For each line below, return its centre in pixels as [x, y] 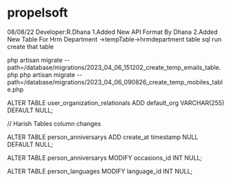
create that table [30, 46]
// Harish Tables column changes [54, 123]
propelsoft [38, 13]
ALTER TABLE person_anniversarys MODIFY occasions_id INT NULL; [104, 158]
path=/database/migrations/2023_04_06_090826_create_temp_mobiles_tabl [115, 82]
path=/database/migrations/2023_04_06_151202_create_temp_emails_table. [114, 67]
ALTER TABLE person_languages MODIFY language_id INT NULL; [100, 171]
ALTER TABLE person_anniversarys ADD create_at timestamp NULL [103, 137]
